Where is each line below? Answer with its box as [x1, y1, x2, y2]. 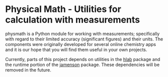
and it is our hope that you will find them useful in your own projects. [5, 46, 147, 52]
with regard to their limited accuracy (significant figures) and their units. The [5, 36, 163, 42]
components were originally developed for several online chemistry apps [5, 41, 156, 47]
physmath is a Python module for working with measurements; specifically [5, 30, 160, 36]
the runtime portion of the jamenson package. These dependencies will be [5, 61, 160, 67]
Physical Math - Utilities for [5, 3, 122, 15]
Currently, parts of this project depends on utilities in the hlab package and [5, 56, 160, 62]
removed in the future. [5, 66, 51, 73]
